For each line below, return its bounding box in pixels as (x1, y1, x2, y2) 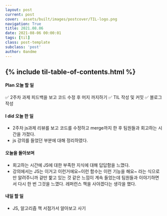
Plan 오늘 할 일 (5, 82, 34, 88)
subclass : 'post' (5, 44, 41, 49)
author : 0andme (5, 49, 37, 54)
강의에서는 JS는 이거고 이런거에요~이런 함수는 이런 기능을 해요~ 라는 (12, 168, 146, 174)
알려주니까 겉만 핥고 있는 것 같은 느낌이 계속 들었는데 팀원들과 (17, 174, 138, 180)
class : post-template (5, 40, 50, 45)
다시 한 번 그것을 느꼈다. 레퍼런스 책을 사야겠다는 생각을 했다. (17, 180, 136, 186)
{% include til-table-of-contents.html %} (5, 67, 136, 76)
